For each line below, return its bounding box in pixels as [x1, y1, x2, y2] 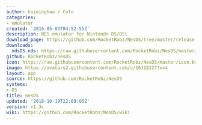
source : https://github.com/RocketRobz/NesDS [6, 76, 122, 82]
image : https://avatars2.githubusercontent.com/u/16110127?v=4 [6, 64, 168, 71]
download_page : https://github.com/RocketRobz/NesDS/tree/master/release [6, 37, 195, 43]
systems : [6, 82, 28, 88]
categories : [6, 14, 36, 20]
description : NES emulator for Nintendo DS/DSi [6, 31, 128, 37]
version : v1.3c [6, 103, 44, 110]
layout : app [6, 70, 36, 76]
